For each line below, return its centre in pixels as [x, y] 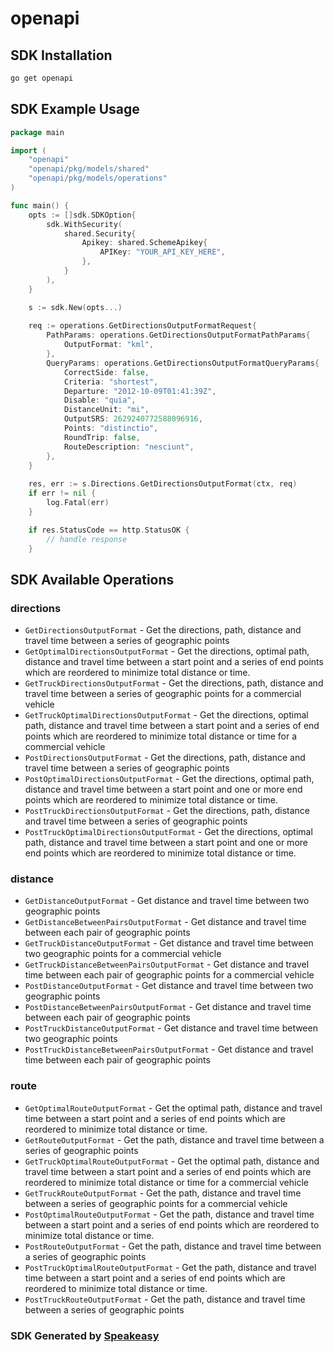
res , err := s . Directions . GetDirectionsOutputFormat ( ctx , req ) [163, 484]
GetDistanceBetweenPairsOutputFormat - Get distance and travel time [165, 922]
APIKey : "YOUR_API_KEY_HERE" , [162, 252]
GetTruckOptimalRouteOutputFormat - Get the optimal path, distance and [172, 1161]
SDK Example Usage [75, 109]
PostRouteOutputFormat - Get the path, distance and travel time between [173, 1246]
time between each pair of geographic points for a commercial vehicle [169, 975]
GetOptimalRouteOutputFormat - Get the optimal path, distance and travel [173, 1108]
